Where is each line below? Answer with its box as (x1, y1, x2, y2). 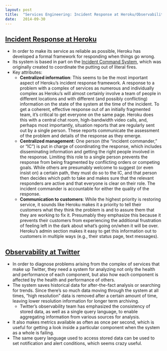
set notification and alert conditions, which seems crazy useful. (12, 341, 143, 346)
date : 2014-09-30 (5, 16, 46, 21)
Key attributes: (12, 69, 43, 75)
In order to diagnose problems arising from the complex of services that (12, 261, 160, 267)
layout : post (5, 7, 32, 12)
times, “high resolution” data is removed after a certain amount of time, (12, 293, 158, 299)
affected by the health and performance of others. (12, 277, 115, 283)
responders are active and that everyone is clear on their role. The (19, 180, 156, 187)
